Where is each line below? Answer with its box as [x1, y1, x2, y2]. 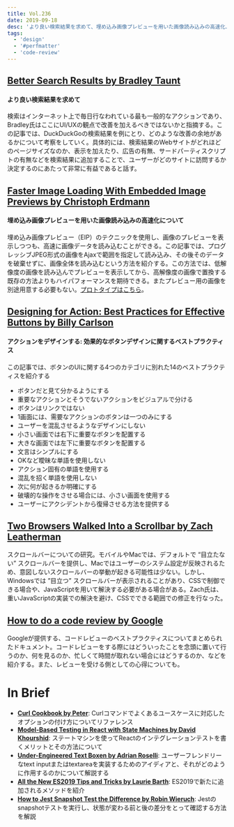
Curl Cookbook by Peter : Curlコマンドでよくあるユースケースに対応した [17, 709, 225, 718]
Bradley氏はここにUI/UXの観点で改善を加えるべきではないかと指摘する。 [7, 121, 217, 129]
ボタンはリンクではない [17, 404, 85, 412]
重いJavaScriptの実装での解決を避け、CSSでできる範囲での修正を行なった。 [7, 594, 227, 602]
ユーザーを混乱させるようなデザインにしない [17, 421, 146, 430]
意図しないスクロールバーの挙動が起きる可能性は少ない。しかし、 [19, 568, 209, 576]
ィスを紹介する [7, 371, 50, 380]
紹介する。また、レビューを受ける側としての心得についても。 [7, 660, 184, 669]
